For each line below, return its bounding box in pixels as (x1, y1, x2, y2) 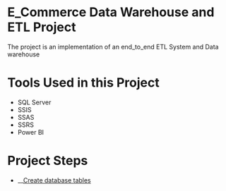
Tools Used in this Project (7, 75, 160, 91)
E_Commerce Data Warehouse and (7, 4, 215, 20)
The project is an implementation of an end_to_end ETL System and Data (7, 42, 219, 51)
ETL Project (7, 19, 76, 35)
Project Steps (7, 153, 88, 169)
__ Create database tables (17, 175, 92, 184)
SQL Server (17, 98, 52, 106)
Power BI (17, 128, 44, 136)
